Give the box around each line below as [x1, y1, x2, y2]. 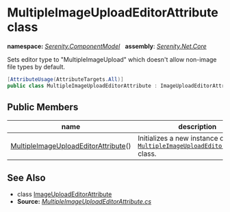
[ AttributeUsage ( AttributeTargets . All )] [7, 75, 125, 83]
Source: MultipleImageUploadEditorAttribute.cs [16, 198, 152, 206]
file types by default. [7, 62, 65, 71]
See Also [7, 172, 46, 183]
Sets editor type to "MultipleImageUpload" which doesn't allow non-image [7, 55, 217, 63]
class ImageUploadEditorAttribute [16, 190, 112, 198]
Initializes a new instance [138, 133, 218, 143]
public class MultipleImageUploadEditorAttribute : [7, 82, 157, 89]
